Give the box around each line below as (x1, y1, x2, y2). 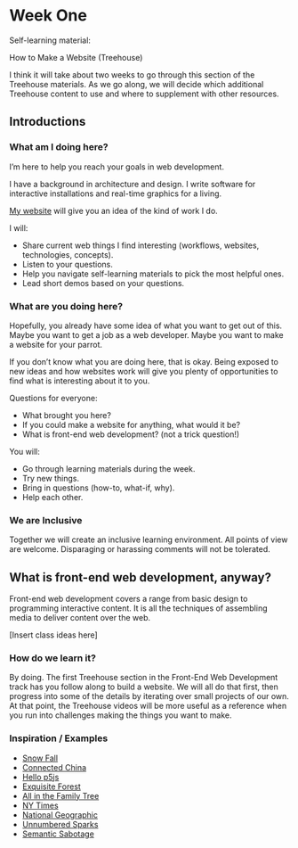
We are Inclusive (9, 514, 83, 526)
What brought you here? (21, 409, 111, 420)
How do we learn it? (9, 652, 96, 664)
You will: (9, 446, 40, 457)
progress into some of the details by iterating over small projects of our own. (9, 691, 289, 702)
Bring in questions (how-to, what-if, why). (21, 482, 175, 493)
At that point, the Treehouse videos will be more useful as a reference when (9, 701, 287, 712)
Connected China (21, 762, 87, 772)
